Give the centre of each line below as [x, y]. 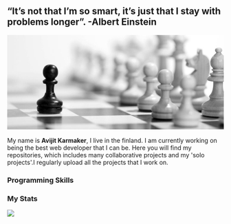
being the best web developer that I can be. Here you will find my [99, 148]
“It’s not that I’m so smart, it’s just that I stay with [114, 11]
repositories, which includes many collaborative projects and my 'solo [106, 155]
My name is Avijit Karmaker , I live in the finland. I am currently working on [112, 141]
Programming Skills [41, 180]
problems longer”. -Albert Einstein [82, 22]
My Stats [22, 199]
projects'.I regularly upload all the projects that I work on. [88, 163]
